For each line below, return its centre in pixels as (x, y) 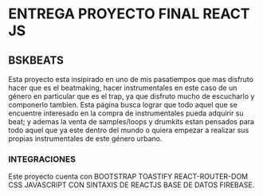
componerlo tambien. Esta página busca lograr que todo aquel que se (123, 105)
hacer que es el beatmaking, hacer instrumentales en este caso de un (123, 88)
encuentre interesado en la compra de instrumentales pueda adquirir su (126, 113)
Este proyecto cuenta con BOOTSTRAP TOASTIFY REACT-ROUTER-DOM (128, 177)
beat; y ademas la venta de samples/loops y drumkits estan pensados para (131, 122)
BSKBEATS (36, 60)
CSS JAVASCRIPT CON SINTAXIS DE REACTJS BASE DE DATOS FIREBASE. (131, 185)
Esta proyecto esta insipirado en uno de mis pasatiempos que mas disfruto (131, 79)
